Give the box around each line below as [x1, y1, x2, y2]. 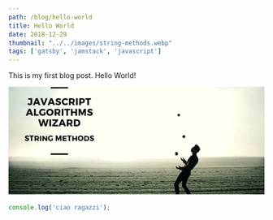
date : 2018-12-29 [8, 30, 67, 38]
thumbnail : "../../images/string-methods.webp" [8, 39, 173, 47]
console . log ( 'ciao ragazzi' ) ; [8, 203, 111, 211]
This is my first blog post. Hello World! [8, 71, 136, 80]
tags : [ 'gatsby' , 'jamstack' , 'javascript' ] [8, 47, 162, 56]
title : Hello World [8, 21, 75, 30]
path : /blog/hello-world [8, 13, 93, 21]
